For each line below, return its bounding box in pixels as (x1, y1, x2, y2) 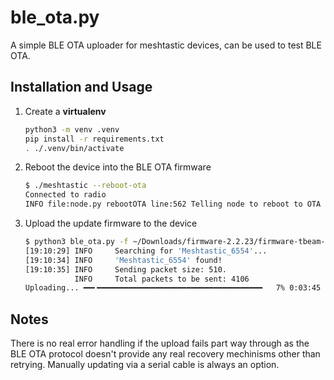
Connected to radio (24, 190, 107, 200)
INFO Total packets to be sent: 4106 (74, 274, 250, 284)
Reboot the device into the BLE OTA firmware (24, 161, 212, 173)
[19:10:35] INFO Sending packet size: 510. (24, 264, 227, 275)
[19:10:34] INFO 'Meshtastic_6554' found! (24, 255, 223, 265)
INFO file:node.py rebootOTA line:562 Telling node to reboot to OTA (24, 199, 322, 210)
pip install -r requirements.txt (24, 134, 165, 144)
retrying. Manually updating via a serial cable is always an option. (10, 359, 280, 371)
